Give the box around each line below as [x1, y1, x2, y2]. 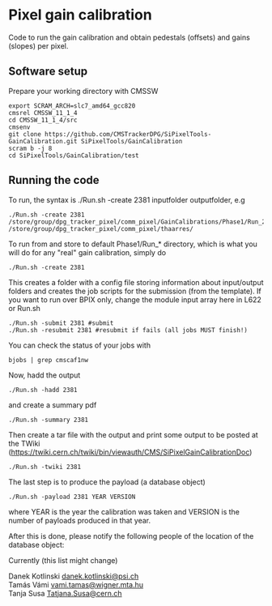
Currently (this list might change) [8, 555, 118, 565]
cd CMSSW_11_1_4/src [8, 116, 79, 124]
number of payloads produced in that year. [8, 515, 151, 525]
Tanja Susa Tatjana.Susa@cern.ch [8, 588, 123, 598]
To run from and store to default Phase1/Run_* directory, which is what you [8, 239, 257, 249]
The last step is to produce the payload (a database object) [8, 476, 206, 487]
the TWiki [8, 438, 40, 448]
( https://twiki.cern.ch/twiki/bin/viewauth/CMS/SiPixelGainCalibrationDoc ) [8, 447, 253, 457]
